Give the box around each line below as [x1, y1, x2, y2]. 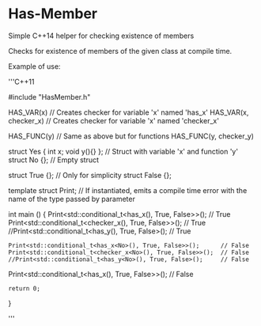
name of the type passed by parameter [8, 194, 136, 203]
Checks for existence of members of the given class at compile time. [8, 46, 233, 55]
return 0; [8, 284, 41, 293]
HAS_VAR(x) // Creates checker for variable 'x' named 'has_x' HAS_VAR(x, [8, 108, 249, 117]
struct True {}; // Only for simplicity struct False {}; [8, 170, 172, 180]
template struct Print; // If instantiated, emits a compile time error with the [8, 185, 248, 195]
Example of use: [8, 61, 61, 71]
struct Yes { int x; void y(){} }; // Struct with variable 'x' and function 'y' [8, 146, 239, 156]
